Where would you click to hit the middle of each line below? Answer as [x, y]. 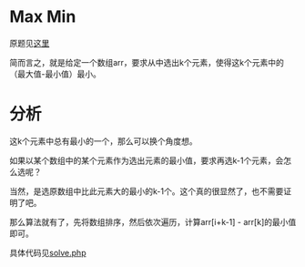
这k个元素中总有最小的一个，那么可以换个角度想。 [103, 141]
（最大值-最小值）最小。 [56, 74]
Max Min [43, 17]
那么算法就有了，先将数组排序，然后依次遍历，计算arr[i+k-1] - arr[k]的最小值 [153, 221]
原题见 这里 [30, 43]
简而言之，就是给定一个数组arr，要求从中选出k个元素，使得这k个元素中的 [147, 62]
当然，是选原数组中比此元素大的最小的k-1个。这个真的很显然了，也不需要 [147, 191]
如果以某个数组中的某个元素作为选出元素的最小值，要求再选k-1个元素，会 [147, 160]
